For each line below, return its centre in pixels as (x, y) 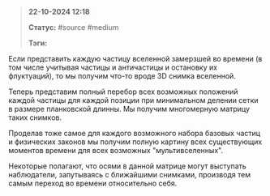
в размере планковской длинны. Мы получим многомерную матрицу (129, 109)
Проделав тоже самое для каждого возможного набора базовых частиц (135, 133)
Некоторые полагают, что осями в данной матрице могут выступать (128, 166)
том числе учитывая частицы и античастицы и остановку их (113, 67)
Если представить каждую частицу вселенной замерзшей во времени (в (135, 59)
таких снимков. (35, 117)
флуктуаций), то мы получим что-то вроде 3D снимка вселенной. (122, 76)
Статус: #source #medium (73, 27)
